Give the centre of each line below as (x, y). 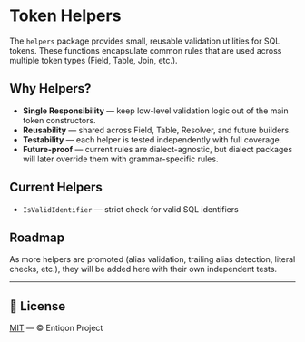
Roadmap (37, 237)
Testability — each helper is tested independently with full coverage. (152, 139)
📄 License (38, 306)
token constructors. (59, 120)
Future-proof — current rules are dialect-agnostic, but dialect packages (157, 149)
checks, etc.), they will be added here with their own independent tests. (143, 269)
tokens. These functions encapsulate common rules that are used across (146, 50)
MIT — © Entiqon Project (56, 328)
